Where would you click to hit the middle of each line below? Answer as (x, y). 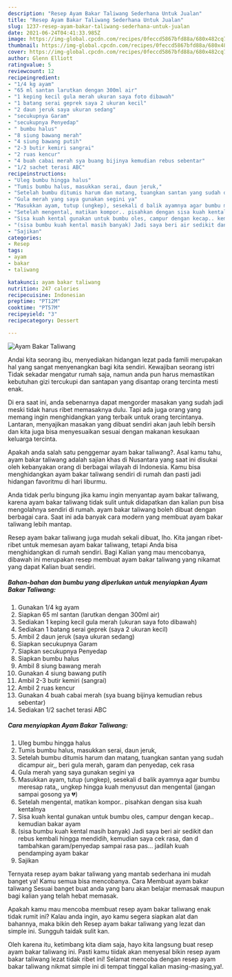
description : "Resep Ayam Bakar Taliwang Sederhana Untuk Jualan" (105, 13)
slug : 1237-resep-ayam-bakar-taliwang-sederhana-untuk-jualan (99, 26)
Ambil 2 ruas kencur (46, 688)
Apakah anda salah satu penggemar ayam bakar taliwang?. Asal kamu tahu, (115, 452)
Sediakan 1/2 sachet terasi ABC (62, 710)
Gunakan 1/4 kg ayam (49, 607)
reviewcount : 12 (31, 71)
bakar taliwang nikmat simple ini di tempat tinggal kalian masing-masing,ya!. (116, 966)
